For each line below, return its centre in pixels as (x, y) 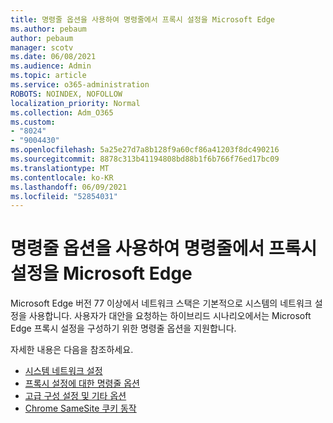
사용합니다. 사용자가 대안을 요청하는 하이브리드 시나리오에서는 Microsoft (170, 316)
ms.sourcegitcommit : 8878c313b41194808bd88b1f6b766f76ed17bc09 (145, 159)
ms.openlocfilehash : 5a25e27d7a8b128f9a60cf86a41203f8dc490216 (145, 150)
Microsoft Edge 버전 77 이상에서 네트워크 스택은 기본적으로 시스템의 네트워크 (161, 303)
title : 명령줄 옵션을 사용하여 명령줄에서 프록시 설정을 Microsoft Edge (143, 19)
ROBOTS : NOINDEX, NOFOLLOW (66, 94)
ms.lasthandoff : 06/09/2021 (69, 187)
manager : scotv (42, 47)
